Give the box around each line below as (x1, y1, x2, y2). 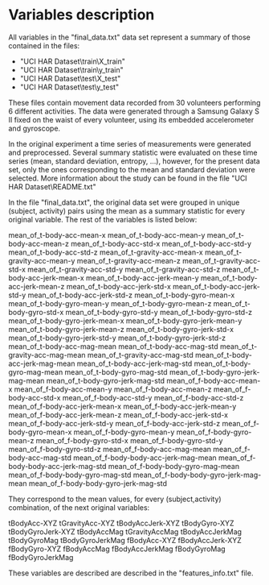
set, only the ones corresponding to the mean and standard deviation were (8, 164, 255, 174)
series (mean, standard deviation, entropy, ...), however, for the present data (8, 156, 261, 166)
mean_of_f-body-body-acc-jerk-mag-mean (73, 453, 217, 463)
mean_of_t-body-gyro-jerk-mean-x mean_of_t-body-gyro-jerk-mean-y (8, 316, 243, 326)
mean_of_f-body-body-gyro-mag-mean (108, 461, 240, 471)
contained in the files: (8, 40, 80, 50)
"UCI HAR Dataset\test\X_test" (19, 73, 121, 83)
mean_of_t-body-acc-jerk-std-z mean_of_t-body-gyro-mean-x (27, 290, 235, 300)
